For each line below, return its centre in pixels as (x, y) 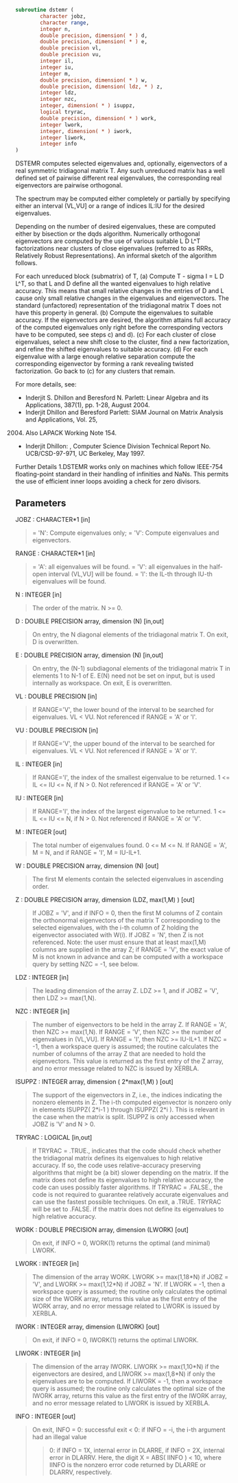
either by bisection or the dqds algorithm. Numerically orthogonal (108, 234)
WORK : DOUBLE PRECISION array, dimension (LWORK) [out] (102, 1230)
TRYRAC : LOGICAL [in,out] (54, 1137)
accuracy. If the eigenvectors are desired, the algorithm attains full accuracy (123, 320)
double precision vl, (71, 48)
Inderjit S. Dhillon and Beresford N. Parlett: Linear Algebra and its (117, 398)
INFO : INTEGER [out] (46, 1416)
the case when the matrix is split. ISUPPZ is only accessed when (123, 1116)
